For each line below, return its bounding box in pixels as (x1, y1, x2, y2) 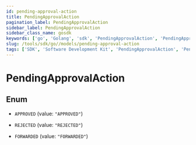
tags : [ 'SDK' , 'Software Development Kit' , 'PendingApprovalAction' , (6, 47, 179, 52)
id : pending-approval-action (6, 8, 77, 15)
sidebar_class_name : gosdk (6, 30, 72, 36)
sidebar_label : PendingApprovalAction (6, 24, 100, 31)
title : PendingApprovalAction (6, 14, 80, 20)
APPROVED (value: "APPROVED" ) (14, 110, 83, 117)
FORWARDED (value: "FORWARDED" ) (14, 132, 89, 140)
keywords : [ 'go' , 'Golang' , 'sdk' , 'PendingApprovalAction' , (6, 36, 158, 41)
